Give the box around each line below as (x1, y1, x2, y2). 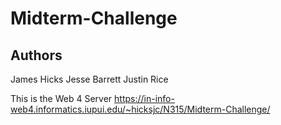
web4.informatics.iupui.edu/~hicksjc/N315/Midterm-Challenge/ (10, 103, 271, 115)
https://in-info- (114, 93, 175, 104)
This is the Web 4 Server (10, 93, 113, 104)
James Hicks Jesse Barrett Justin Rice (10, 73, 169, 85)
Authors (10, 47, 63, 64)
